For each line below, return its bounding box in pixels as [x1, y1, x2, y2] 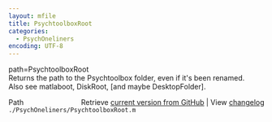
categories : [8, 27, 49, 35]
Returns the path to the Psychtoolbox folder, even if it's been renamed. [8, 73, 245, 83]
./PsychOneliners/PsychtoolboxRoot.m [8, 107, 136, 115]
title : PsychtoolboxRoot [8, 20, 93, 28]
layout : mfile [8, 11, 57, 20]
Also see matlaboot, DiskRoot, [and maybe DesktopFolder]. [8, 82, 206, 92]
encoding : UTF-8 [8, 42, 63, 50]
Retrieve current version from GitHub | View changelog [80, 98, 265, 107]
